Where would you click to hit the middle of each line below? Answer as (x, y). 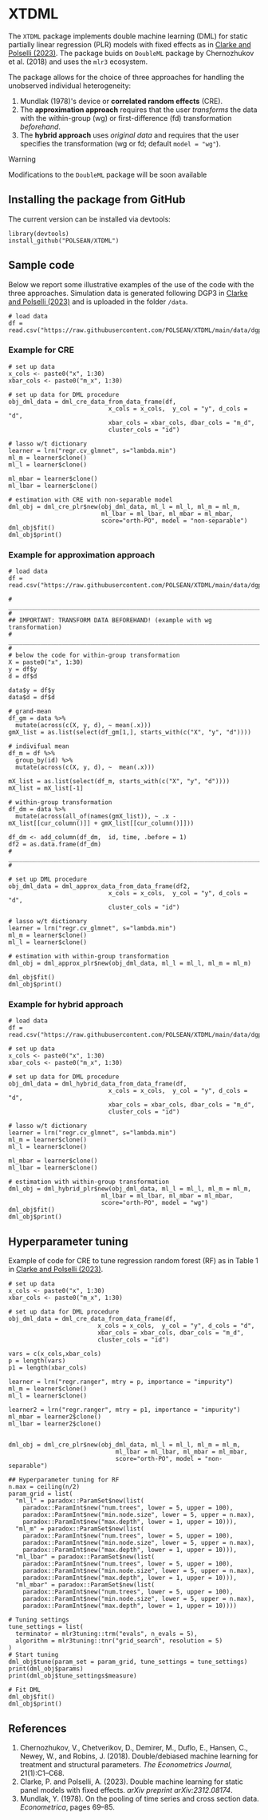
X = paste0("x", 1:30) (46, 662)
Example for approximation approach (82, 554)
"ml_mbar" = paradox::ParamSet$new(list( (85, 1585)
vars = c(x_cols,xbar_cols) (55, 1354)
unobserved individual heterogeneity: (70, 86)
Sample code (41, 265)
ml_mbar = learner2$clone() (55, 1417)
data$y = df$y (32, 690)
